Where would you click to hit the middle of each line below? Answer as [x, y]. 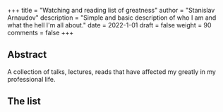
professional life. [31, 79]
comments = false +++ [41, 32]
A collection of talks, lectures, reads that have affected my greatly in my [112, 71]
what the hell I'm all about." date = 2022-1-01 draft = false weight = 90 [109, 25]
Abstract [27, 55]
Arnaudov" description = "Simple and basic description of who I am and [112, 18]
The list [24, 101]
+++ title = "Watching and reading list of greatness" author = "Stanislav [111, 10]
